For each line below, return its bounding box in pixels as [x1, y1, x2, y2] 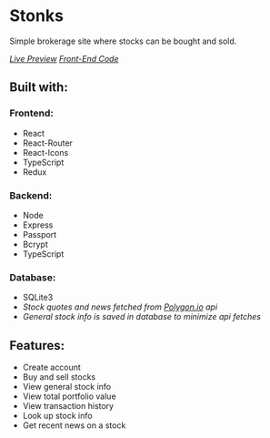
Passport [22, 229, 57, 239]
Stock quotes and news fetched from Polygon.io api [22, 301, 218, 312]
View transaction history [22, 401, 115, 412]
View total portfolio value [22, 391, 116, 402]
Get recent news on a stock [22, 420, 126, 431]
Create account [22, 362, 82, 373]
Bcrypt [22, 239, 48, 250]
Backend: [9, 188, 53, 201]
